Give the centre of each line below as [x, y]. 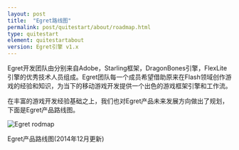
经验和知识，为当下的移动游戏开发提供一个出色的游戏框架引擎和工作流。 [126, 86]
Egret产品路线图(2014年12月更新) [56, 139]
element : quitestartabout [46, 41]
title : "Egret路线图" [39, 21]
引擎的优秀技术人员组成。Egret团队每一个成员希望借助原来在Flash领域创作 [116, 77]
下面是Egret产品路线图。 [43, 110]
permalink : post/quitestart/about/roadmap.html [79, 27]
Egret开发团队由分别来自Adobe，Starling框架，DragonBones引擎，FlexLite [117, 68]
